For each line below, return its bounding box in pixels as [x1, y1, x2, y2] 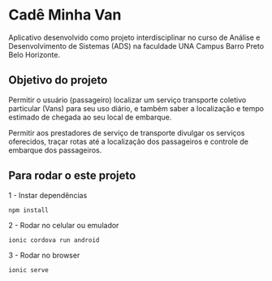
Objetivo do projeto [8, 73, 108, 87]
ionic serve [8, 266, 49, 274]
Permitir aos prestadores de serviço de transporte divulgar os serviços [8, 128, 245, 137]
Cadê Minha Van [8, 6, 122, 24]
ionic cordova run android [8, 236, 100, 244]
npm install [8, 205, 49, 214]
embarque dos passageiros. [8, 145, 102, 155]
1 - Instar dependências [8, 190, 88, 200]
